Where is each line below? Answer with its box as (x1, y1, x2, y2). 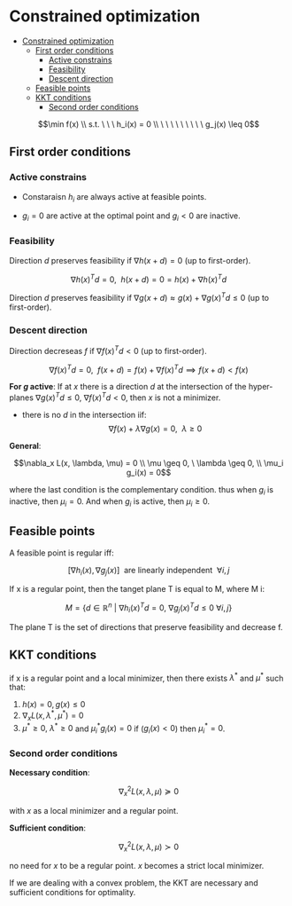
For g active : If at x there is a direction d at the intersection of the (9, 382, 247, 392)
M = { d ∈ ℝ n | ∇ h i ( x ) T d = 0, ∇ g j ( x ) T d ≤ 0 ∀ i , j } (65, 601, 233, 615)
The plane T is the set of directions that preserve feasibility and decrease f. (9, 621, 283, 632)
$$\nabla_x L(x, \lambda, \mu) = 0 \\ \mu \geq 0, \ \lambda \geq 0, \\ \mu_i (13, 458, 284, 469)
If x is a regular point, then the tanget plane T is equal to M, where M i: (9, 584, 265, 595)
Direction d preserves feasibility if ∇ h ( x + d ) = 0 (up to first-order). (9, 255, 251, 265)
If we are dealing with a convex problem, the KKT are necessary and (9, 878, 258, 888)
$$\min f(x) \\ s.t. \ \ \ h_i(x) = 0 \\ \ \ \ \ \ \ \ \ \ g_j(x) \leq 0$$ (38, 118, 259, 130)
